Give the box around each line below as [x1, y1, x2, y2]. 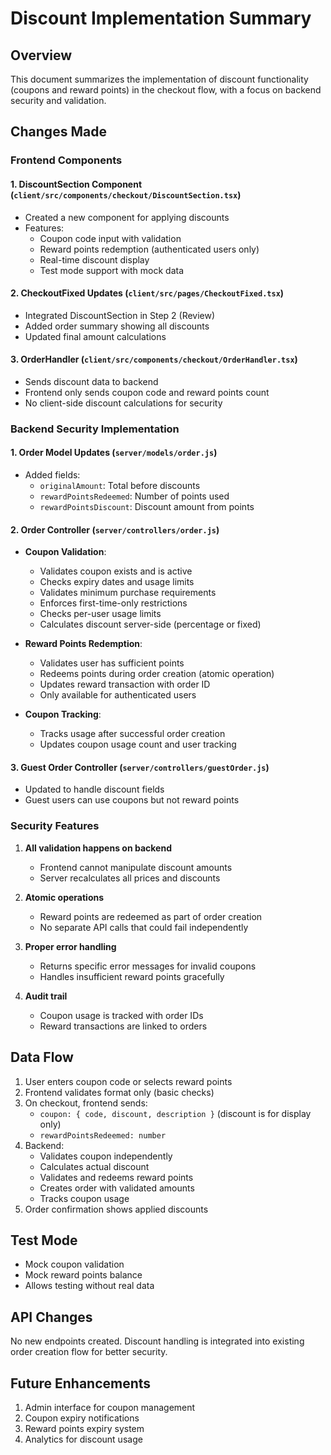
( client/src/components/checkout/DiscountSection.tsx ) [10, 188, 242, 201]
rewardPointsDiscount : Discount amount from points [39, 501, 255, 513]
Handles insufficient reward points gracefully [39, 970, 225, 982]
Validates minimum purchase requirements [39, 587, 217, 599]
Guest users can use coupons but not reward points [24, 794, 240, 806]
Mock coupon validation [24, 1258, 125, 1271]
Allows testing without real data [24, 1280, 155, 1292]
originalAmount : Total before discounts [39, 480, 201, 492]
